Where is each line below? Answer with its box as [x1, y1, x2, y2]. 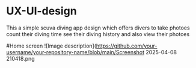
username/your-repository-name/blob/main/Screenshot [6, 48, 145, 55]
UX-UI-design [6, 4, 77, 18]
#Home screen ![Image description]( [6, 42, 97, 49]
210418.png [6, 55, 35, 62]
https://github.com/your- [96, 42, 158, 49]
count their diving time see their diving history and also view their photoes [6, 30, 190, 37]
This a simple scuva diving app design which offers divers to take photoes [6, 24, 191, 31]
